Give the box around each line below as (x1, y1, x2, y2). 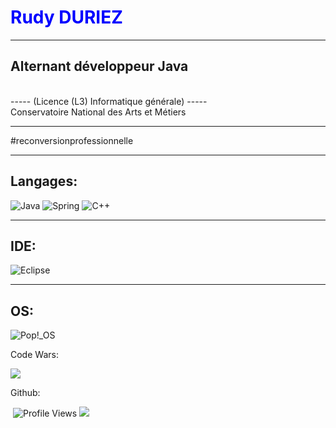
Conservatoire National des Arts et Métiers (10, 106, 187, 118)
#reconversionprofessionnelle (10, 134, 134, 146)
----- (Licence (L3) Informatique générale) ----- (10, 95, 208, 107)
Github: (10, 387, 41, 399)
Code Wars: (10, 349, 59, 361)
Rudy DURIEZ (10, 6, 123, 29)
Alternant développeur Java (10, 58, 189, 75)
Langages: (10, 173, 78, 190)
